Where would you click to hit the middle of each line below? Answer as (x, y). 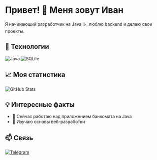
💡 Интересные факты (40, 104)
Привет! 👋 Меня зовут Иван (64, 10)
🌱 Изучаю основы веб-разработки (48, 122)
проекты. (15, 31)
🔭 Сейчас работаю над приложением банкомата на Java (72, 117)
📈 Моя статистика (35, 75)
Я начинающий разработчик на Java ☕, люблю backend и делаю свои (79, 24)
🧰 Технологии (27, 47)
